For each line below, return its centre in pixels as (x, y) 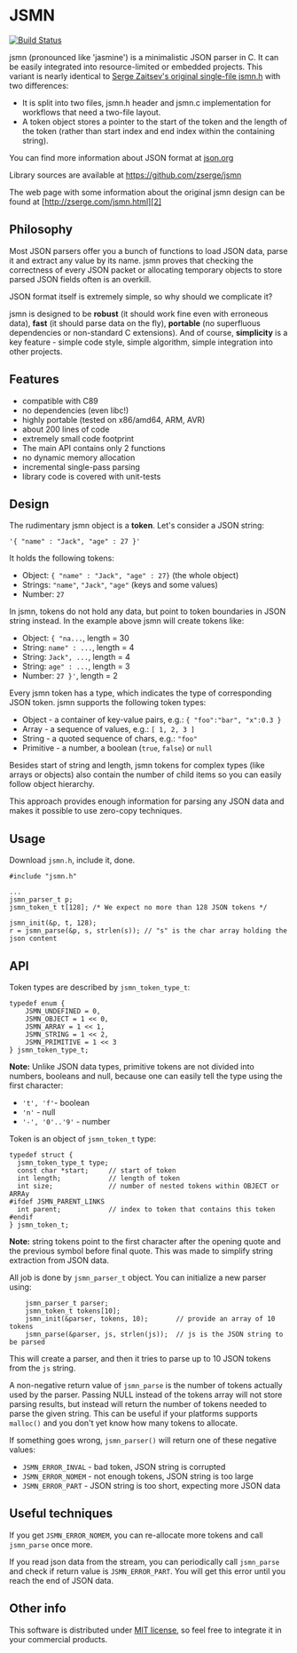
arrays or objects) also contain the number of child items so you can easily (145, 775)
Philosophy (41, 230)
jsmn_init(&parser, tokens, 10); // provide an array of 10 (150, 1319)
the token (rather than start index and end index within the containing (148, 131)
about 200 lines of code (66, 429)
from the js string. (43, 1368)
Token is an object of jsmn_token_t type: (83, 1139)
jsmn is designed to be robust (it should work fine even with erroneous (139, 314)
